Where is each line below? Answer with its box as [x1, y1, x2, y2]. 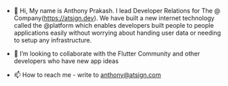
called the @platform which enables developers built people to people [13, 21, 214, 29]
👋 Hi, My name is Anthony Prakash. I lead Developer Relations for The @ [13, 7, 220, 15]
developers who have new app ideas [13, 57, 119, 65]
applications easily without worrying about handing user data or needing [13, 28, 222, 37]
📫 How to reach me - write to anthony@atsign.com [13, 71, 161, 79]
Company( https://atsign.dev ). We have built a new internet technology [13, 14, 215, 22]
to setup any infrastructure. [13, 36, 92, 44]
